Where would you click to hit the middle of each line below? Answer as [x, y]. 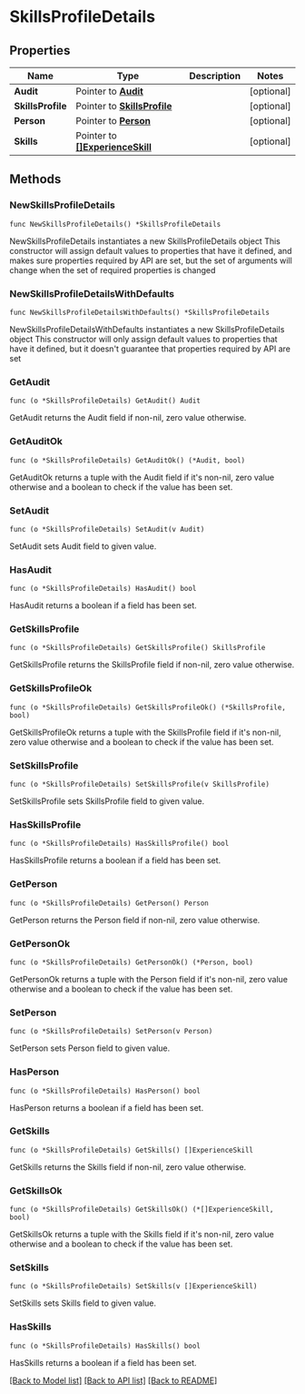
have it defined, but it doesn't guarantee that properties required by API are [150, 349]
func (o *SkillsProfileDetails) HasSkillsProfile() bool [119, 844]
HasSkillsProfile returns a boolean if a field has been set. [115, 860]
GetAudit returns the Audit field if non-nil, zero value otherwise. [128, 418]
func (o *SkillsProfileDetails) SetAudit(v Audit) [107, 529]
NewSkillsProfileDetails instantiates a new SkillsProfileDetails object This [145, 241]
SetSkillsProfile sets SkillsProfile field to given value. [107, 801]
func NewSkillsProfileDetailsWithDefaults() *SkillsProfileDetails [140, 312]
